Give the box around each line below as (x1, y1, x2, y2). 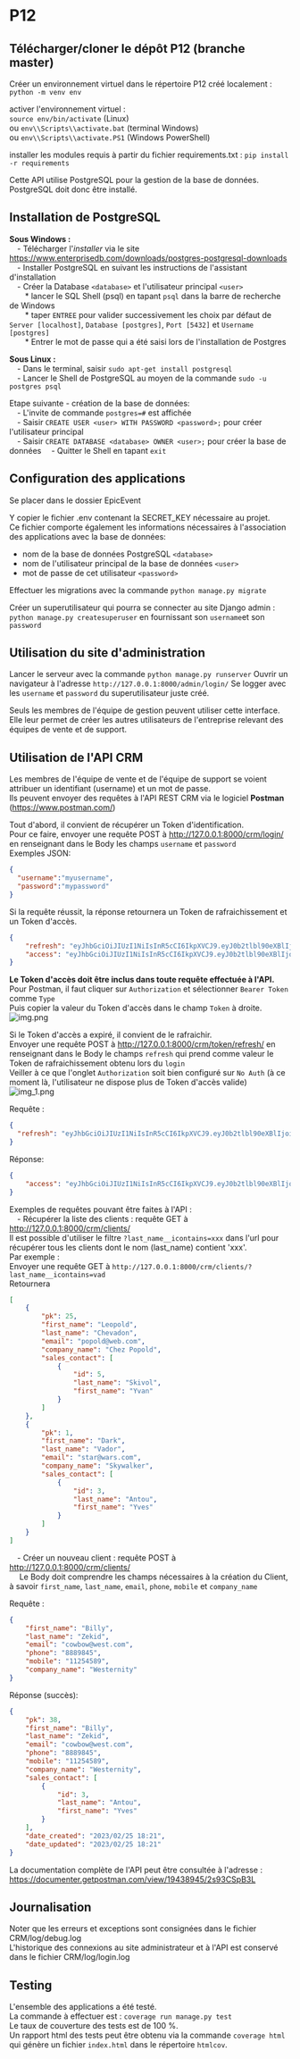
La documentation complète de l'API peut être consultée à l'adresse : (9, 1864, 263, 1875)
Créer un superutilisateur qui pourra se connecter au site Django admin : (9, 602, 275, 613)
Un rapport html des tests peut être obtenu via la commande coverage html (9, 2030, 286, 2041)
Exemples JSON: (9, 848, 71, 858)
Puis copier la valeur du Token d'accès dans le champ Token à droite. (9, 1002, 262, 1014)
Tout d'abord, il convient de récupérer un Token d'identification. (9, 819, 244, 831)
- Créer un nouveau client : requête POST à (17, 1552, 177, 1563)
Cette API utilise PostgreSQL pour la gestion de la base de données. (9, 175, 259, 185)
